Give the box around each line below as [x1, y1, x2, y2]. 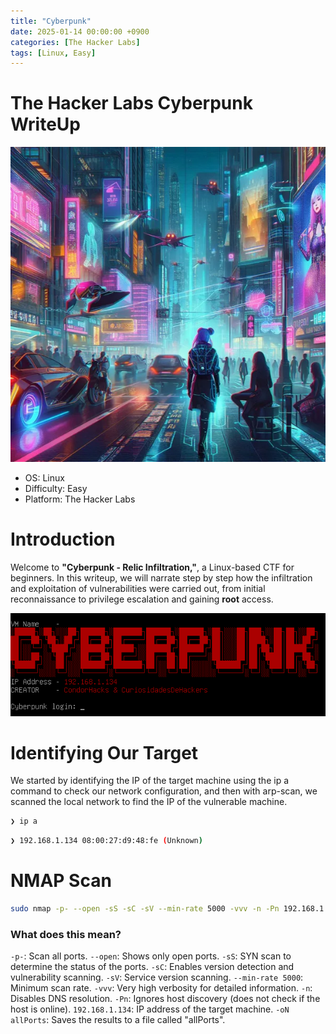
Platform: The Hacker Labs [24, 493, 136, 505]
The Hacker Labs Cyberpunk [10, 92, 253, 115]
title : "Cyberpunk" [10, 16, 92, 26]
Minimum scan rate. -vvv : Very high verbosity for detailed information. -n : [10, 982, 313, 994]
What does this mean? [10, 927, 122, 941]
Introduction [10, 528, 116, 551]
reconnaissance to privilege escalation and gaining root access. [10, 593, 274, 605]
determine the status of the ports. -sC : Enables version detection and [10, 961, 295, 973]
